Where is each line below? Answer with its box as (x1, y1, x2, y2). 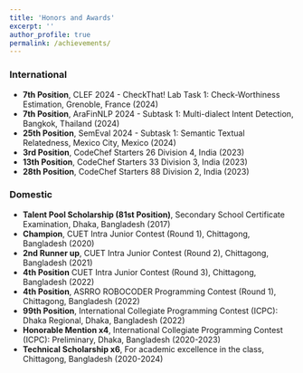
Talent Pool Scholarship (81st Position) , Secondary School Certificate (22, 209, 285, 220)
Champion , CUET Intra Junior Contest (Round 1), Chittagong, (22, 228, 251, 239)
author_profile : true (9, 30, 91, 39)
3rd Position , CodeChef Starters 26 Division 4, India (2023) (22, 147, 245, 158)
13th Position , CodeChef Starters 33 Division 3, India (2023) (22, 156, 248, 167)
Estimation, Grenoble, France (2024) (22, 99, 159, 110)
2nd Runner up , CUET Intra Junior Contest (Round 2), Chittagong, (22, 247, 270, 258)
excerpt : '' (9, 22, 54, 31)
